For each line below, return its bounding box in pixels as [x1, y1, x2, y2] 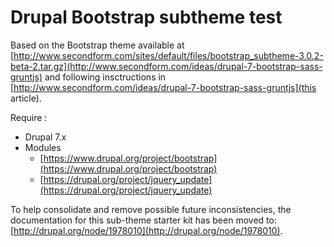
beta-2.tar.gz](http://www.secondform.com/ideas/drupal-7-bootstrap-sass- [10, 60, 323, 72]
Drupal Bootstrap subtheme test [10, 6, 283, 29]
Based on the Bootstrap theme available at [10, 39, 185, 51]
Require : [10, 111, 48, 123]
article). [10, 92, 42, 104]
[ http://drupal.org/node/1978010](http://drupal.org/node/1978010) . [10, 224, 283, 236]
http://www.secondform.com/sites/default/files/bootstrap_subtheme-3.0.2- [13, 49, 324, 61]
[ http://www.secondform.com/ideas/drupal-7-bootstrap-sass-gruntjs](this [10, 81, 317, 93]
